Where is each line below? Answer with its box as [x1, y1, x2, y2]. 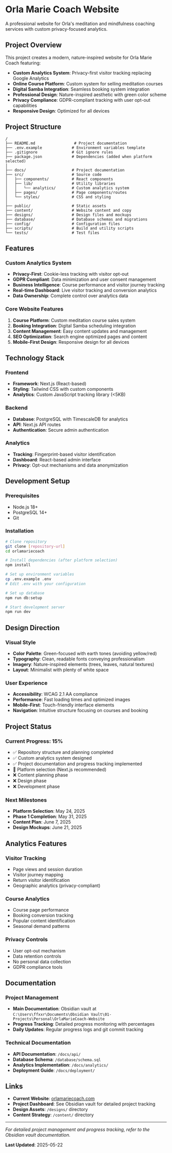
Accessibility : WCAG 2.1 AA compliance [12, 691, 98, 697]
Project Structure [5, 123, 61, 131]
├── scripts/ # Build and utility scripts [5, 226, 134, 231]
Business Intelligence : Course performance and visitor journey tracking [12, 282, 165, 288]
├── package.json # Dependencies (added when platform [5, 154, 153, 159]
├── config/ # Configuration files [5, 221, 120, 226]
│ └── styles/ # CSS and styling [5, 194, 111, 199]
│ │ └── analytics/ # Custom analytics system [5, 185, 130, 190]
